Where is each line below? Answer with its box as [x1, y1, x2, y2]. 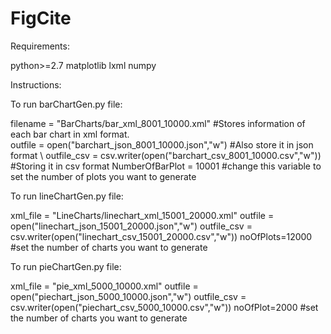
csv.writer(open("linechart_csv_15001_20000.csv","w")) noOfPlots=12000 [10, 230, 313, 242]
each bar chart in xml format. [10, 128, 130, 140]
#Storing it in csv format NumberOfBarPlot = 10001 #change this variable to [10, 160, 322, 172]
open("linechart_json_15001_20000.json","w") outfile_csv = [10, 220, 253, 232]
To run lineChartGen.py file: [10, 190, 124, 202]
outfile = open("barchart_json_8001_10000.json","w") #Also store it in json [10, 138, 314, 151]
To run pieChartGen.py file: [10, 260, 122, 272]
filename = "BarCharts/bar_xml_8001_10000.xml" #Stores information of [10, 117, 306, 129]
